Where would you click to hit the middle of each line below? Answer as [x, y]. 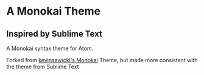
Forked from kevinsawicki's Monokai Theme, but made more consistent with [102, 60]
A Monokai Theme [54, 11]
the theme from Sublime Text [43, 66]
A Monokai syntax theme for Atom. [50, 48]
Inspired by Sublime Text [54, 34]
